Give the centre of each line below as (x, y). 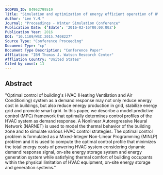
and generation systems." (31, 167)
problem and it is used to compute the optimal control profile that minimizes (81, 141)
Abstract (19, 83)
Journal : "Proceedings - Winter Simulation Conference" (63, 23)
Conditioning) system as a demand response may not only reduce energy (78, 100)
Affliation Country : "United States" (43, 59)
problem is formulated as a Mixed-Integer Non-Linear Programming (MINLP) (81, 136)
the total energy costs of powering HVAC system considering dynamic (75, 147)
